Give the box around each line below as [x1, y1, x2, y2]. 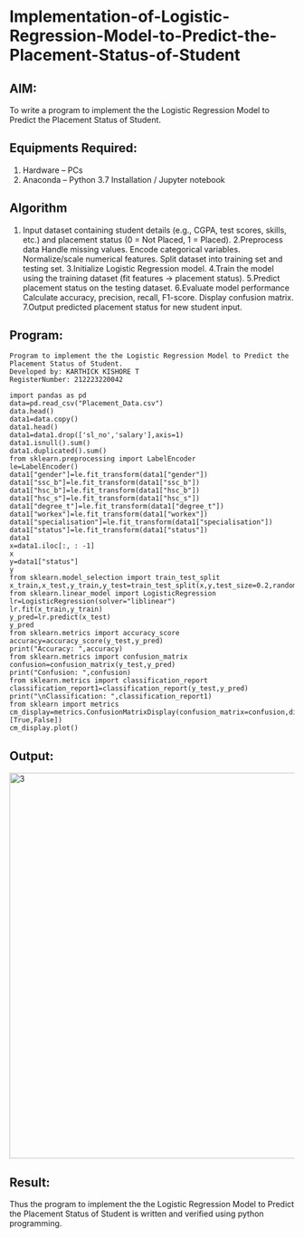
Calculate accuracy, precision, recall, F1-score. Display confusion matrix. [22, 291, 294, 302]
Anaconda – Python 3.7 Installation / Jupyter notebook [22, 174, 225, 185]
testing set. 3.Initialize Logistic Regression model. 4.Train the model [22, 262, 274, 273]
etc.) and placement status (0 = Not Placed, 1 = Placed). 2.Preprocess [22, 233, 283, 245]
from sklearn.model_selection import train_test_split [9, 573, 221, 583]
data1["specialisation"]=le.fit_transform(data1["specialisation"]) [9, 518, 273, 527]
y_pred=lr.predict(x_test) [9, 613, 111, 622]
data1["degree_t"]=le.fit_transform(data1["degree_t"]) [9, 502, 224, 511]
